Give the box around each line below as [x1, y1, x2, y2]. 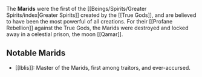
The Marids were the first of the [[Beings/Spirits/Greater [6, 5, 147, 12]
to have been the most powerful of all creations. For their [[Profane [6, 18, 173, 25]
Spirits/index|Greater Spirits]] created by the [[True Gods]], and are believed [6, 11, 197, 19]
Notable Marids [6, 48, 66, 58]
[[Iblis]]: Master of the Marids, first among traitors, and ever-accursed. [15, 64, 191, 71]
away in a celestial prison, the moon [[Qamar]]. [6, 31, 123, 38]
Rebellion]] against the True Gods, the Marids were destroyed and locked [6, 24, 189, 31]
